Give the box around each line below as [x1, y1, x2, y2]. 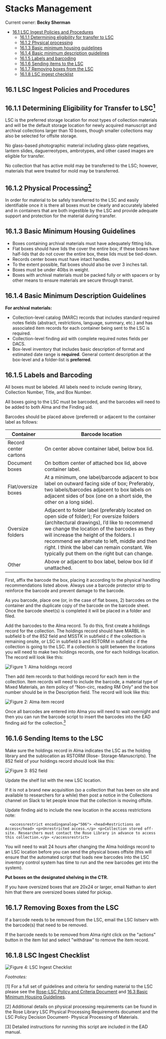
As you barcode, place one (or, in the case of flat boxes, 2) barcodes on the [5, 597, 159, 603]
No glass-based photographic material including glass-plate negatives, [5, 142, 150, 149]
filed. [5, 613, 16, 619]
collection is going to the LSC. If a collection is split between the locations [5, 644, 156, 650]
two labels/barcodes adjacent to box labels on [44, 487, 152, 493]
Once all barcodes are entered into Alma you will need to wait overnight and [5, 709, 160, 715]
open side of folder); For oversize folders [44, 513, 139, 520]
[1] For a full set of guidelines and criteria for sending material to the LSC [5, 983, 153, 989]
